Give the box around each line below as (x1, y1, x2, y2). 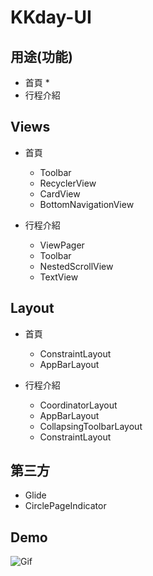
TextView (39, 271, 79, 283)
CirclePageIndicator (24, 500, 107, 512)
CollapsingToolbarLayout (39, 420, 143, 432)
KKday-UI (10, 6, 92, 29)
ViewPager (39, 239, 85, 251)
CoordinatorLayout (39, 399, 118, 411)
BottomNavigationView (39, 198, 135, 210)
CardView (39, 187, 81, 200)
